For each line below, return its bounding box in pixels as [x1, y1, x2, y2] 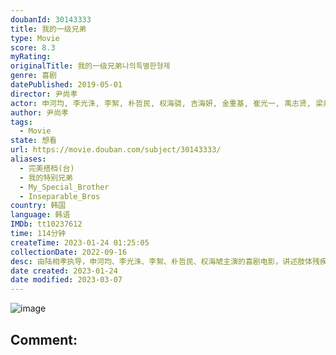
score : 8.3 [10, 42, 56, 53]
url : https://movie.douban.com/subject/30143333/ [10, 145, 222, 155]
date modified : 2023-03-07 [10, 275, 123, 285]
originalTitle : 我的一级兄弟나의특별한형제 [10, 61, 171, 71]
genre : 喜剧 [10, 71, 57, 81]
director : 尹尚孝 [10, 89, 78, 99]
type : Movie [10, 33, 60, 43]
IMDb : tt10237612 [10, 219, 83, 230]
